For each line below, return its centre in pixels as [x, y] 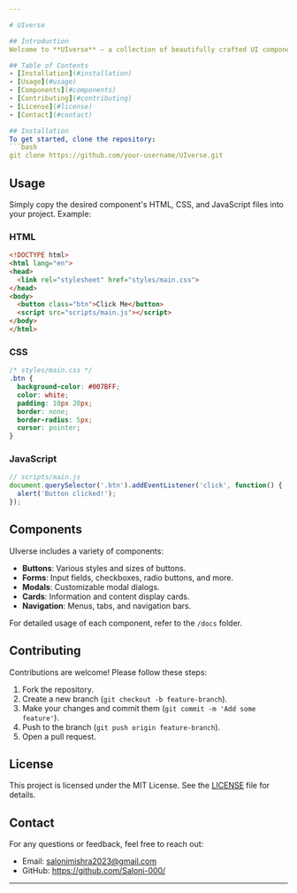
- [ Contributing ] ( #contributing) [71, 98]
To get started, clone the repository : [83, 139]
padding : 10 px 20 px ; [55, 403]
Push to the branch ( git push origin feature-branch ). [121, 726]
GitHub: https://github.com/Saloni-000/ [94, 871]
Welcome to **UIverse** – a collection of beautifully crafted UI [134, 50]
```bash [23, 147]
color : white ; [43, 395]
